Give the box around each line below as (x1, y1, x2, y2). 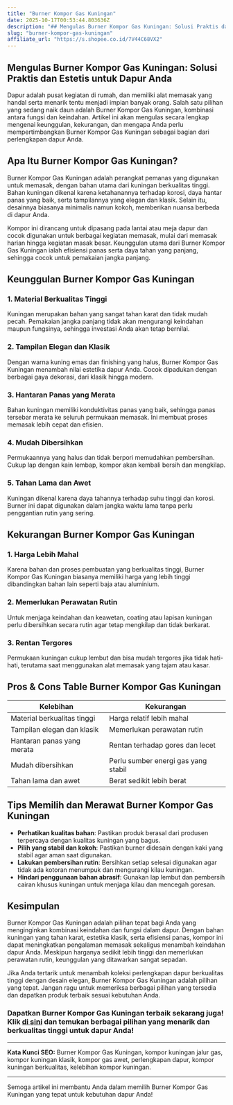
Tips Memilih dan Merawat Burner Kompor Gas (7, 799, 214, 812)
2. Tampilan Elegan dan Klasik (7, 342, 110, 352)
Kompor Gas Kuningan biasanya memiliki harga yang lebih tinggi (7, 573, 191, 581)
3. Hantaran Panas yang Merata (7, 390, 116, 400)
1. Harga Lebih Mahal (7, 549, 79, 559)
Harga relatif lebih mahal (109, 713, 189, 723)
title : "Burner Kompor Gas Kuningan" (7, 10, 116, 17)
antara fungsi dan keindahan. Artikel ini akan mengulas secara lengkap (7, 112, 209, 121)
